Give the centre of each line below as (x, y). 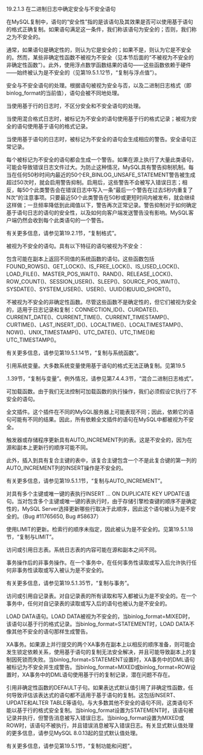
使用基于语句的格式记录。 (59, 126)
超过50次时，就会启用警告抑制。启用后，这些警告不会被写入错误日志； (94, 182)
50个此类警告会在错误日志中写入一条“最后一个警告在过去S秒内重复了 (108, 190)
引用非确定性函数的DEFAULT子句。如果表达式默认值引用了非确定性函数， (97, 687)
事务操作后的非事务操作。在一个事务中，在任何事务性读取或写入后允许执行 (99, 563)
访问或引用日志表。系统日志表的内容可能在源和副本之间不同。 (83, 550)
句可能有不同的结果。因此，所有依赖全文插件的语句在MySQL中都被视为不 (98, 419)
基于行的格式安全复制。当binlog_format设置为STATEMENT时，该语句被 (105, 710)
